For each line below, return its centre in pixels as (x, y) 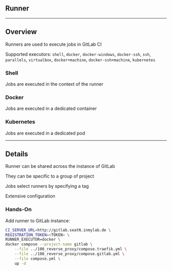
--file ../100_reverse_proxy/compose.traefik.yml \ (71, 249)
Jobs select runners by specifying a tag (47, 186)
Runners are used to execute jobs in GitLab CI (53, 44)
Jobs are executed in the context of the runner (54, 84)
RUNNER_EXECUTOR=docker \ (33, 240)
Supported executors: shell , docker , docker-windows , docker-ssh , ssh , (78, 54)
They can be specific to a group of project (50, 176)
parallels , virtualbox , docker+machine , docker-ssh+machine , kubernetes (80, 60)
